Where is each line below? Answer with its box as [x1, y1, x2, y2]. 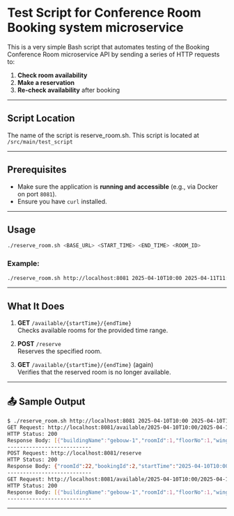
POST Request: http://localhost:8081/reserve [7, 450, 141, 457]
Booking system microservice [7, 19, 184, 36]
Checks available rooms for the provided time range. [17, 326, 169, 335]
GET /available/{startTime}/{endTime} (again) [17, 361, 154, 369]
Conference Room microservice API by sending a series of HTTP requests [7, 50, 220, 58]
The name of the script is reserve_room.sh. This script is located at [7, 131, 200, 139]
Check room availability [17, 71, 88, 79]
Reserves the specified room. [17, 347, 102, 356]
